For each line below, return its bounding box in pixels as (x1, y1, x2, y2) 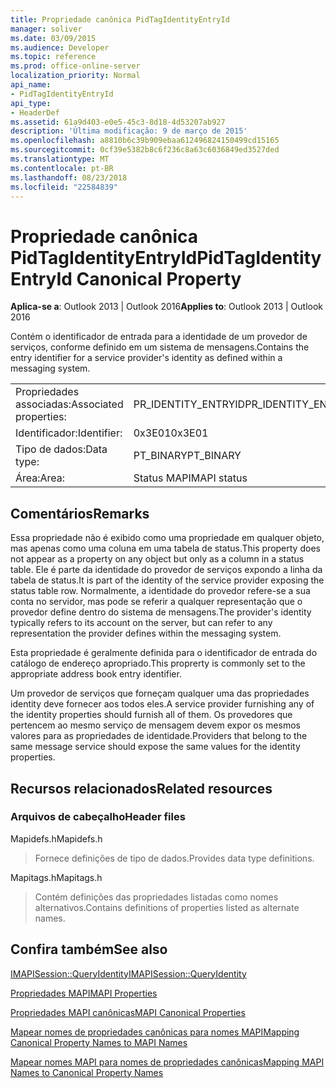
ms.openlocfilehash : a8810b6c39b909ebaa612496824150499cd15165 (10, 136, 280, 146)
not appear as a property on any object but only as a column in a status (10, 553, 305, 565)
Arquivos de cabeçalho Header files (10, 810, 186, 824)
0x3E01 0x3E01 (133, 426, 209, 440)
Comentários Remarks (10, 505, 150, 522)
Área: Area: (15, 471, 66, 485)
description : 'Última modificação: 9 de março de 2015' (10, 126, 248, 136)
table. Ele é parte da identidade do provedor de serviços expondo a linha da (10, 564, 323, 576)
